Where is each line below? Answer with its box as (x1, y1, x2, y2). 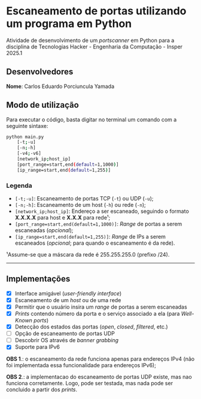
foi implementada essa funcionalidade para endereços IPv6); (6, 362, 157, 369)
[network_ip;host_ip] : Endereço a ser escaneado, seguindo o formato (14, 208, 190, 215)
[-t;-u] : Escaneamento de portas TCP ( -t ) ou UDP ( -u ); (14, 194, 154, 202)
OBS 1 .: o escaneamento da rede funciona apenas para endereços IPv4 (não (6, 355, 195, 363)
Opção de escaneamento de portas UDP (14, 330, 115, 337)
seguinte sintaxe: (6, 122, 48, 129)
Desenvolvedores (6, 67, 74, 77)
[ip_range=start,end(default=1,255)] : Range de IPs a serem (14, 233, 166, 240)
